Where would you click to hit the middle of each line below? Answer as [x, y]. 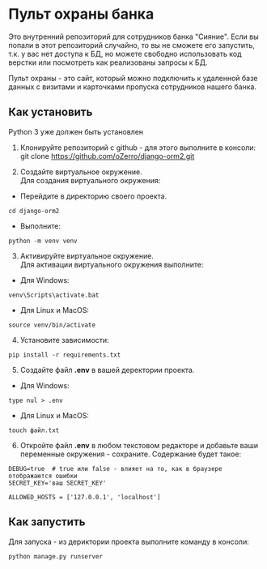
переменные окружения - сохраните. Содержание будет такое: [130, 454]
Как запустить [47, 522]
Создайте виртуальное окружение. [81, 172]
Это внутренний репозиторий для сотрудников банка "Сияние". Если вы [133, 36]
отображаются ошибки [43, 476]
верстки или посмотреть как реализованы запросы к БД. [108, 62]
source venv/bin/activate [52, 325]
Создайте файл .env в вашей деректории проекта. [107, 370]
